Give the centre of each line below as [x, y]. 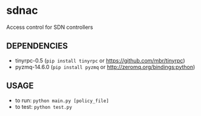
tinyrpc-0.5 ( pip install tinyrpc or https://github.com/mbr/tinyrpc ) [100, 60]
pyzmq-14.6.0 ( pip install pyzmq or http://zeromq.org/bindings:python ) [105, 67]
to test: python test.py [44, 106]
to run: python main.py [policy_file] [62, 100]
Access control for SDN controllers [50, 27]
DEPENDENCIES [37, 46]
